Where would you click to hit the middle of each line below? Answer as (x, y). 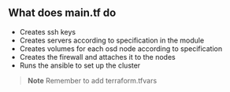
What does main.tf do (62, 13)
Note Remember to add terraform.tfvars (92, 80)
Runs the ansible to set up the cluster (80, 65)
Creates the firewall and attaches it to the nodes (97, 57)
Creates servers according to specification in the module (112, 40)
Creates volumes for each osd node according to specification (121, 48)
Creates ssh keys (48, 31)
